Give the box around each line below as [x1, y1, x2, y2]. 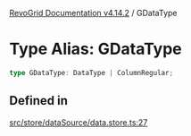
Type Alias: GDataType [9, 39, 183, 59]
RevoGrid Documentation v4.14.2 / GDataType [9, 8, 178, 18]
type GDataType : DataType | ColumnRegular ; [9, 68, 174, 77]
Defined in [9, 93, 69, 108]
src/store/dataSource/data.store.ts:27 [9, 116, 148, 128]
